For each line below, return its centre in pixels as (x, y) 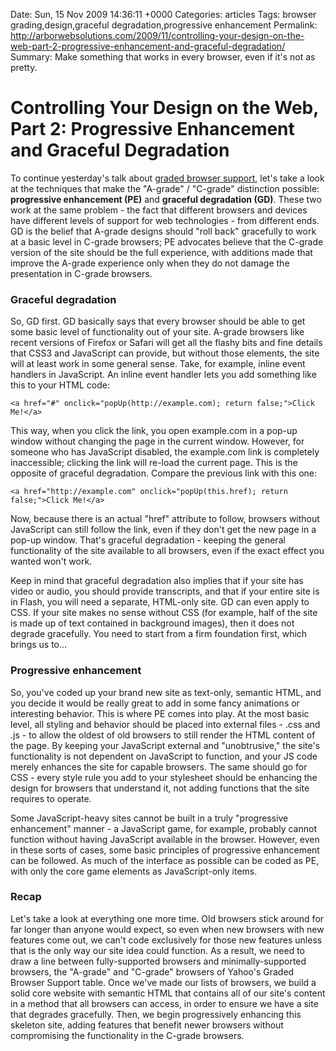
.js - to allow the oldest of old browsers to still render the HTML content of (163, 735)
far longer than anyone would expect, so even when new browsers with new (167, 929)
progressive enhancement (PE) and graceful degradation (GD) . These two (166, 199)
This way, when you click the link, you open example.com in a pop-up (154, 431)
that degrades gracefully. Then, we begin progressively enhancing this (156, 1014)
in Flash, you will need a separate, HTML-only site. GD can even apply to (160, 602)
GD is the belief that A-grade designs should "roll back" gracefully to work (163, 231)
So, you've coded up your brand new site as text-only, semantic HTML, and (166, 692)
